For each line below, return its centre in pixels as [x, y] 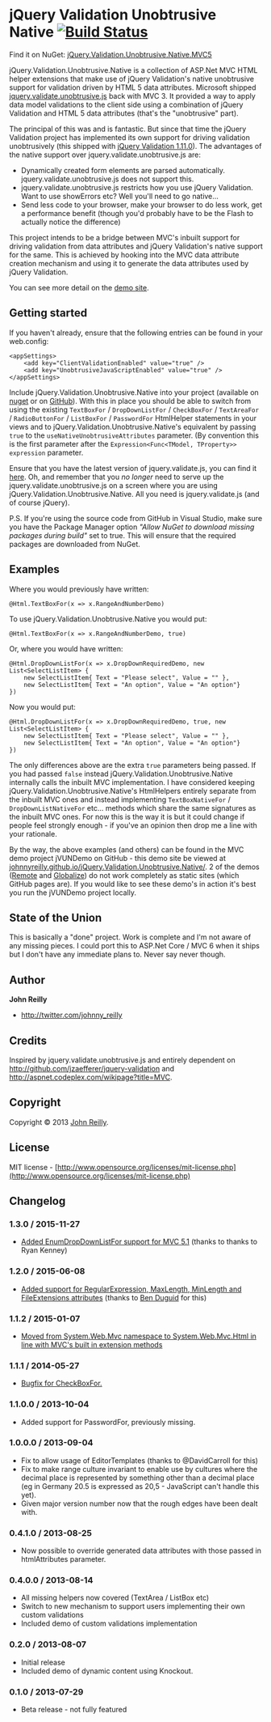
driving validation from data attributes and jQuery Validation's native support [136, 246]
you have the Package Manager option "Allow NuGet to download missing [132, 527]
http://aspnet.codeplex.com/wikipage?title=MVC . [91, 1077]
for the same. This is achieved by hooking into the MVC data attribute [125, 254]
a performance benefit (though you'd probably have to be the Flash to [137, 213]
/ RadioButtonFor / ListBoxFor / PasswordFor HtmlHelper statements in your [133, 418]
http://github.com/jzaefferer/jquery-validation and [92, 1069]
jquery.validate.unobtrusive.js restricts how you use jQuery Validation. [137, 187]
